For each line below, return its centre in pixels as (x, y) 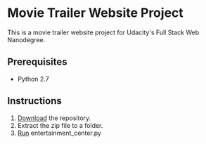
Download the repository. (54, 118)
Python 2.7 (33, 79)
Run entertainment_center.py (59, 133)
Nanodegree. (26, 39)
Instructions (34, 101)
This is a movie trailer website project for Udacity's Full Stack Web (103, 32)
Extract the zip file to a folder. (60, 125)
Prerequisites (37, 62)
